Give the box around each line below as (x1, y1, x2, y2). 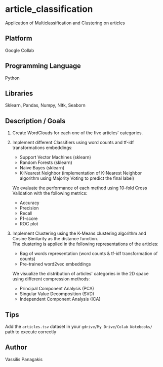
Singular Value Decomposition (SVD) (19, 291, 95, 297)
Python (5, 75, 20, 81)
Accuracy (19, 200, 40, 206)
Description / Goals (5, 116, 66, 125)
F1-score (19, 215, 38, 221)
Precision (19, 205, 39, 211)
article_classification (5, 3, 93, 15)
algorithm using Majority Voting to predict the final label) (19, 175, 134, 181)
